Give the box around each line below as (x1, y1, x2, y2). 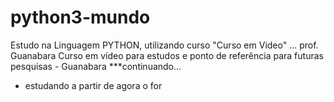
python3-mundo (10, 6, 151, 29)
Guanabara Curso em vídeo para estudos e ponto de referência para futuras (10, 49, 324, 61)
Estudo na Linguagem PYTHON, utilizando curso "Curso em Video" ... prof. (10, 39, 319, 51)
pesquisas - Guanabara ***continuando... (10, 60, 182, 72)
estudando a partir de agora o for (24, 79, 163, 91)
